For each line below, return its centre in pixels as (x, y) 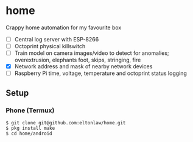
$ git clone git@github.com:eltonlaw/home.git (66, 122)
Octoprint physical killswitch (50, 46)
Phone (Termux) (30, 110)
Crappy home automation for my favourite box (64, 27)
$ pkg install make (30, 128)
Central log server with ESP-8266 (57, 39)
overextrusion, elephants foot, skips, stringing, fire (78, 60)
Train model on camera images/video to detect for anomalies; (92, 53)
